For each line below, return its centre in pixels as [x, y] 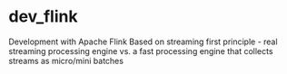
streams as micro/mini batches [66, 60]
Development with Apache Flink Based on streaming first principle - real [143, 42]
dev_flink [43, 17]
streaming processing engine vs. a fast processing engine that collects [141, 51]
